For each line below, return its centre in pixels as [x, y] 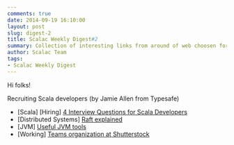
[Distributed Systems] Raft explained [70, 119]
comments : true [29, 14]
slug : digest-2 [29, 33]
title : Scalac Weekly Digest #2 [53, 40]
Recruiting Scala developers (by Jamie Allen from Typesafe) [93, 99]
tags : [15, 59]
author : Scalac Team [37, 53]
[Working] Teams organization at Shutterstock [83, 134]
